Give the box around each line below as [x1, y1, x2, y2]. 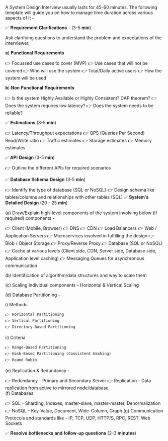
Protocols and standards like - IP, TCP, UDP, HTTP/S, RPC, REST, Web [5, 415, 151, 421]
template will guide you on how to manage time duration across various [5, 10, 153, 16]
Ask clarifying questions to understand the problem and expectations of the [5, 35, 162, 41]
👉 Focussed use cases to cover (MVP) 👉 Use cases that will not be [5, 60, 148, 66]
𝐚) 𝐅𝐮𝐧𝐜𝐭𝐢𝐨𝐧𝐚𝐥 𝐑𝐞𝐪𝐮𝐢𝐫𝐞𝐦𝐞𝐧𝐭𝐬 [5, 50, 64, 56]
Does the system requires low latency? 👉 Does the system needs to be [5, 103, 154, 109]
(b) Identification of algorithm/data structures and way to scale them [5, 273, 147, 278]
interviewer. [5, 40, 30, 46]
